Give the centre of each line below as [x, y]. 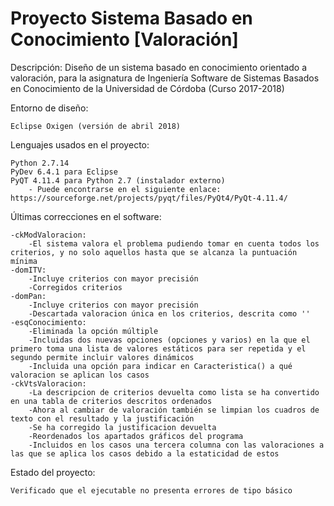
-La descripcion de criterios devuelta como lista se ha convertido [174, 392]
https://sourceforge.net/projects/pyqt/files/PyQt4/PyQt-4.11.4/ [149, 198]
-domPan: [28, 296]
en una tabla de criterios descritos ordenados [111, 401]
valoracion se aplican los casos [80, 375]
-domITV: [28, 270]
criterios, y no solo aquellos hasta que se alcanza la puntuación [154, 252]
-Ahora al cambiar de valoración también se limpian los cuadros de [174, 410]
